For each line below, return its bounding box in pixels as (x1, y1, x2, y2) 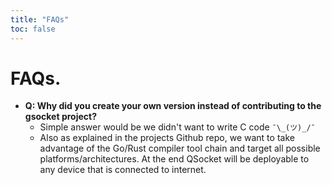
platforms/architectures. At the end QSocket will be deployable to (39, 153, 310, 165)
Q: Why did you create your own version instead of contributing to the (24, 100, 322, 112)
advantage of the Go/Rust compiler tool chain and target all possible (39, 142, 321, 155)
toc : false (10, 24, 56, 34)
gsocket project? (24, 111, 97, 123)
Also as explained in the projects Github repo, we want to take (39, 132, 295, 144)
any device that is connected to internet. (39, 164, 207, 176)
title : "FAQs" (10, 14, 70, 25)
